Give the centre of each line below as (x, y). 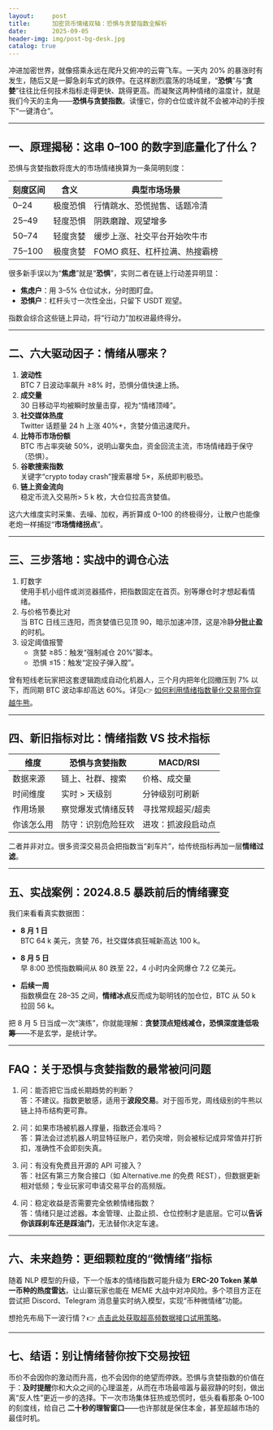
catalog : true (32, 46)
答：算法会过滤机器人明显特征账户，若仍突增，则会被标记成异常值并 (134, 1138)
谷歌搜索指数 (41, 466)
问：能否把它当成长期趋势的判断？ (77, 1090)
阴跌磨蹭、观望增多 (131, 220)
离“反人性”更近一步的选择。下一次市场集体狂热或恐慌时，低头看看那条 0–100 (136, 1397)
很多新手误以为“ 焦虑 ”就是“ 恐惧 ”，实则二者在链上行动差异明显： (115, 272)
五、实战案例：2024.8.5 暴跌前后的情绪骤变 (119, 892)
